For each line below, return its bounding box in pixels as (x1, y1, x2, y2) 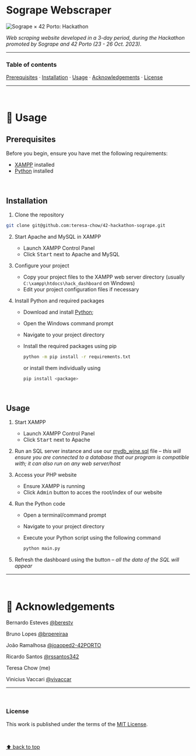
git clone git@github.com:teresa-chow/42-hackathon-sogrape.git (6, 223, 166, 229)
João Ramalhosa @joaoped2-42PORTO (6, 642, 101, 649)
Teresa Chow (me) (6, 665, 51, 672)
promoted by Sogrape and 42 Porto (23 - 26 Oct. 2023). (6, 40, 142, 47)
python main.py (23, 545, 60, 552)
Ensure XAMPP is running (23, 483, 85, 490)
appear (14, 562, 33, 569)
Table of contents (6, 60, 57, 68)
